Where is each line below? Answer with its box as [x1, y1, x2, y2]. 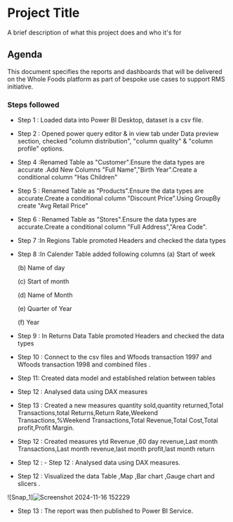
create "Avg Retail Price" [17, 202, 89, 210]
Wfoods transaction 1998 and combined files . [17, 360, 151, 369]
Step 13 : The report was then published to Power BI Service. [17, 507, 194, 515]
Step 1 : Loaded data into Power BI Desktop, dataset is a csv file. [17, 116, 204, 125]
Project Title [7, 5, 80, 21]
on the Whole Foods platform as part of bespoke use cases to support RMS [7, 75, 225, 83]
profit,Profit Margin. [17, 424, 75, 432]
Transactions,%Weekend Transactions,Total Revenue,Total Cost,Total [17, 416, 219, 425]
